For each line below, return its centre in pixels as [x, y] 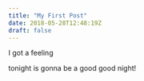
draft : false [30, 30]
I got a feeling [31, 53]
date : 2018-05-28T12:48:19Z [55, 23]
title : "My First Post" [48, 15]
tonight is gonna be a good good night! [72, 68]
